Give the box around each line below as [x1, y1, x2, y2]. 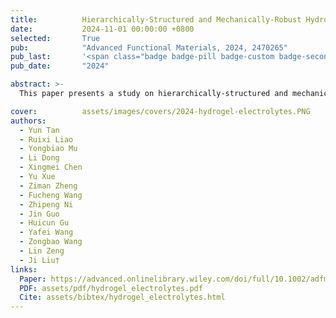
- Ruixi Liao [19, 134, 74, 145]
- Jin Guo [19, 209, 60, 219]
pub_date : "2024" [10, 61, 110, 71]
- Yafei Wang [19, 227, 74, 238]
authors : [10, 116, 47, 126]
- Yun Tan [19, 125, 60, 135]
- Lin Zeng [19, 246, 65, 256]
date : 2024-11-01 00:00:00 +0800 [10, 24, 195, 34]
